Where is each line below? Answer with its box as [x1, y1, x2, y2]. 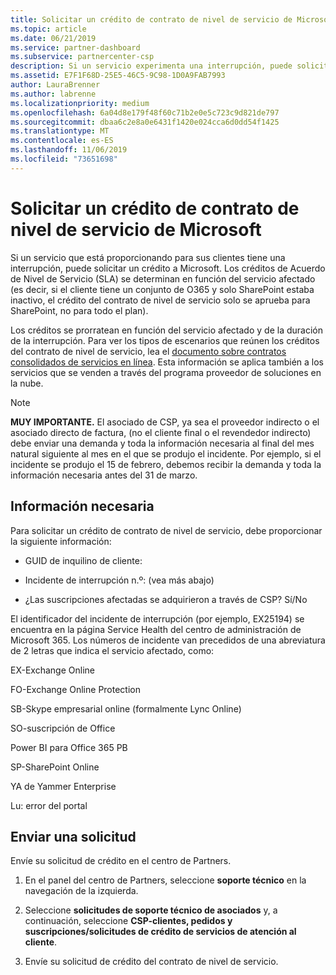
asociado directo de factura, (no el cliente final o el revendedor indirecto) [10, 426, 312, 438]
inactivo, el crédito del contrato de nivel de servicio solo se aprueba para [10, 294, 311, 306]
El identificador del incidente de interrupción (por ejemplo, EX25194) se [10, 612, 305, 625]
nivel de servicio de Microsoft [10, 218, 262, 241]
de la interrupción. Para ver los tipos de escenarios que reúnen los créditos [10, 334, 320, 346]
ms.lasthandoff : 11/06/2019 [10, 145, 128, 155]
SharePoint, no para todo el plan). [10, 304, 149, 316]
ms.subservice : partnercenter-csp [10, 52, 155, 62]
